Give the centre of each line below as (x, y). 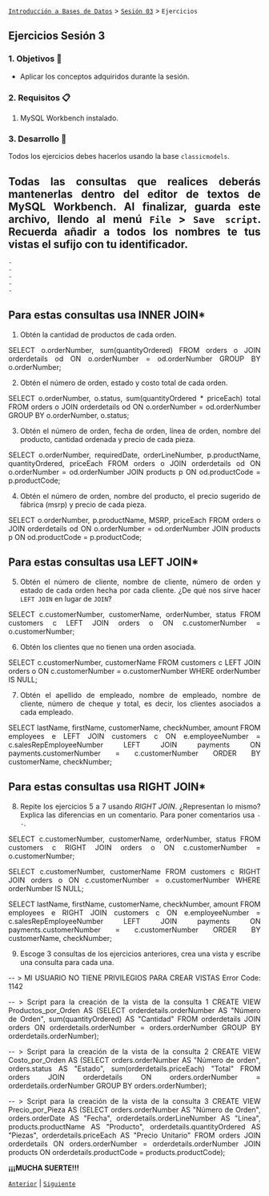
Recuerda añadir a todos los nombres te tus (134, 231)
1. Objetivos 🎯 (35, 59)
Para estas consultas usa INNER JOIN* (107, 315)
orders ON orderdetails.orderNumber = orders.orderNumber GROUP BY (134, 1027)
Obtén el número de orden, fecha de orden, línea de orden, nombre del (140, 431)
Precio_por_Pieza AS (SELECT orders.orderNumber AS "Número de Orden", (134, 1109)
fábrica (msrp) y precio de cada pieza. (83, 505)
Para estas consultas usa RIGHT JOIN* (107, 787)
